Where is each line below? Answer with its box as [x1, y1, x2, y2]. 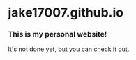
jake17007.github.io [8, 5, 124, 21]
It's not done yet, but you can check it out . [8, 45, 130, 53]
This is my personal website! [8, 30, 107, 39]
